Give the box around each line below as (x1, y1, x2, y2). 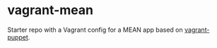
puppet (7, 32, 28, 41)
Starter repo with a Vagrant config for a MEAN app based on (7, 25, 184, 34)
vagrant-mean (7, 2, 94, 18)
